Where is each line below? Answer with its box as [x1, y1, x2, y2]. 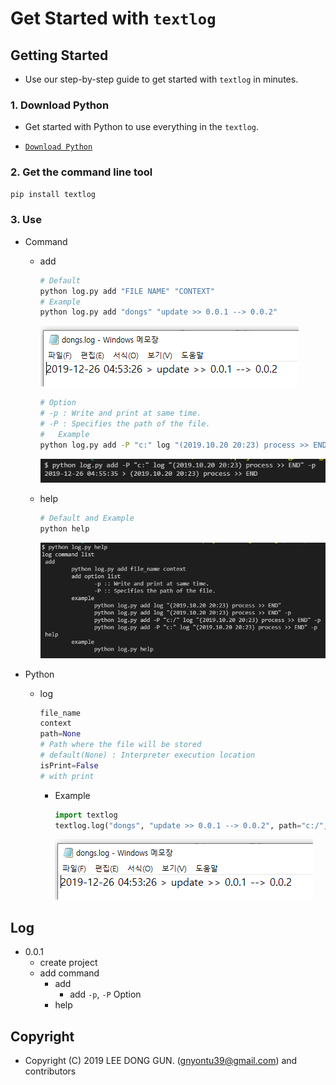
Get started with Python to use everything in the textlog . [24, 121, 260, 133]
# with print [39, 771, 95, 781]
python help [39, 524, 90, 534]
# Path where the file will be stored [39, 740, 202, 750]
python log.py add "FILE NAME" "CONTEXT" [39, 286, 215, 296]
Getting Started [10, 47, 109, 64]
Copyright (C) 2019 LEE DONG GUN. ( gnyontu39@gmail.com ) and [24, 1055, 298, 1067]
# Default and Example [39, 513, 135, 524]
